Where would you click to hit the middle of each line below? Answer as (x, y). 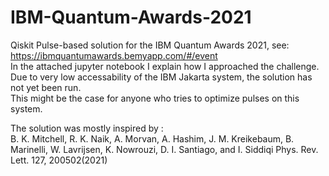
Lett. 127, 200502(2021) (59, 160)
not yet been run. (46, 87)
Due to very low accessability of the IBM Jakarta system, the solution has (161, 77)
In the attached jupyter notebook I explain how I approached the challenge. (165, 66)
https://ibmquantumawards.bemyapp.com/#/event (114, 55)
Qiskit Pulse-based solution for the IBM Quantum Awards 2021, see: (150, 45)
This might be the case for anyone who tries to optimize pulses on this (155, 98)
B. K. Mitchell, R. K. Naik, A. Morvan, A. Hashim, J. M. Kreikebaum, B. (152, 138)
